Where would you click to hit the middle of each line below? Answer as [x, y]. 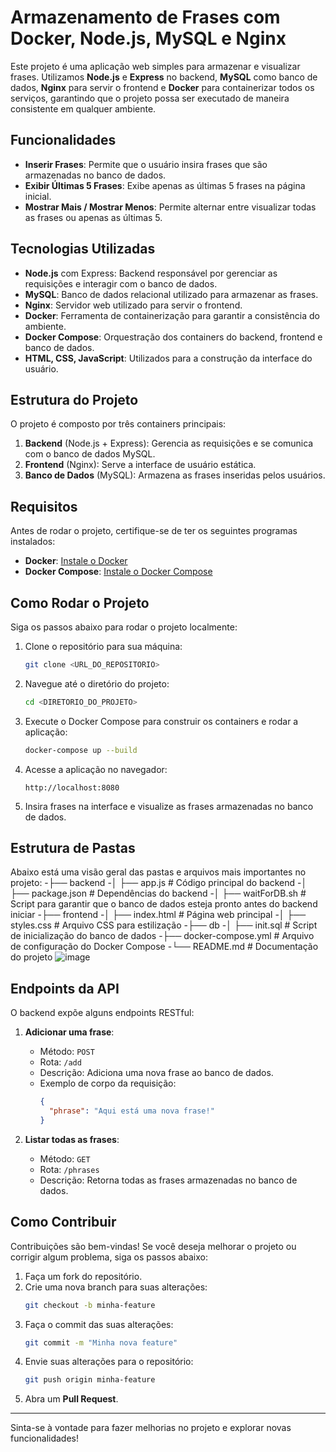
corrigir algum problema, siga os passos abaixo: [109, 1257]
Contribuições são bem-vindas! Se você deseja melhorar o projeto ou [153, 1246]
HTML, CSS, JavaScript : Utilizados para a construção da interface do [168, 358]
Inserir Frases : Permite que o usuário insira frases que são [146, 164]
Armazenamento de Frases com [145, 17]
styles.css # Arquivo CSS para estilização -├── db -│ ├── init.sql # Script [164, 925]
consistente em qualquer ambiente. [83, 108]
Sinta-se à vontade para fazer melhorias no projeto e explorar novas [151, 1428]
